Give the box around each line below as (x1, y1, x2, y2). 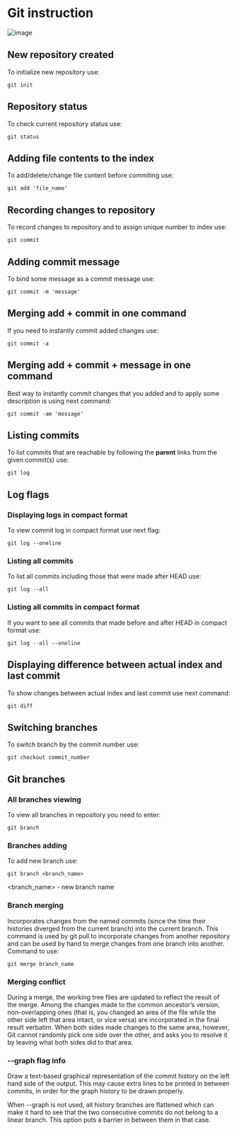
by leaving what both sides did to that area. (7, 1038, 133, 1046)
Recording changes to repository (7, 204, 156, 216)
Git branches (7, 773, 66, 785)
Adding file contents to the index (7, 152, 154, 164)
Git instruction (7, 5, 94, 21)
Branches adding (7, 841, 67, 851)
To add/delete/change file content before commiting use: (7, 171, 174, 180)
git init (7, 81, 33, 89)
